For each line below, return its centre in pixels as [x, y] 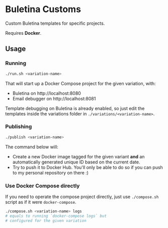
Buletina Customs [43, 9]
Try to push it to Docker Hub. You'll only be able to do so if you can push [88, 167]
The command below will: [32, 147]
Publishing [19, 127]
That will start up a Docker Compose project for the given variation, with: [80, 83]
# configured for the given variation [46, 220]
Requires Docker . [23, 33]
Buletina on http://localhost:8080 [47, 93]
